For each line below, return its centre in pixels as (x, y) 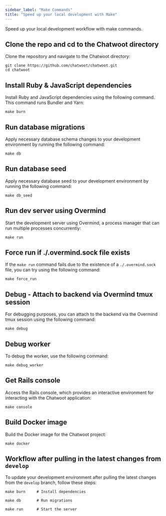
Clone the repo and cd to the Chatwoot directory (82, 44)
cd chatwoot (17, 70)
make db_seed (19, 195)
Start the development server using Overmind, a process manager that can (82, 222)
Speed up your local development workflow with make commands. (74, 28)
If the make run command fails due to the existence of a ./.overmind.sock (80, 264)
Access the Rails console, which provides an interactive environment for (79, 392)
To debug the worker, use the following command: (57, 356)
